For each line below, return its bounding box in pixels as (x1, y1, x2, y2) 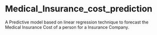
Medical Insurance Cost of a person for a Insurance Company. (5, 24, 129, 30)
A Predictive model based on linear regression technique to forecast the (5, 19, 149, 25)
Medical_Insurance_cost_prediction (5, 3, 153, 14)
